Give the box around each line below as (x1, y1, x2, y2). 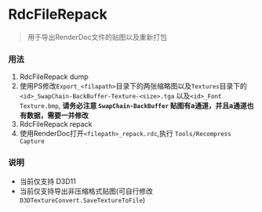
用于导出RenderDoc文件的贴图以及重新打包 (27, 32, 167, 41)
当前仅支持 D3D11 (19, 176, 76, 185)
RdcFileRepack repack (19, 120, 93, 129)
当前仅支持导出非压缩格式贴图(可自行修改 (19, 186, 153, 196)
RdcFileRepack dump (19, 72, 89, 81)
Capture (19, 138, 45, 146)
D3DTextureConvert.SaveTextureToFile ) (19, 195, 146, 204)
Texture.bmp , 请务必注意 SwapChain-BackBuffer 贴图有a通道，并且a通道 (19, 101, 247, 110)
